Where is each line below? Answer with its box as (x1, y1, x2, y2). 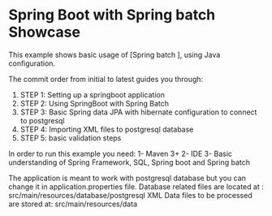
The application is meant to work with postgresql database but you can (8, 173, 246, 183)
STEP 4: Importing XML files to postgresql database (19, 124, 194, 134)
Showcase (8, 23, 81, 41)
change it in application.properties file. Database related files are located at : (8, 181, 264, 192)
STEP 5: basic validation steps (19, 132, 122, 143)
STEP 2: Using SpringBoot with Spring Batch (19, 98, 169, 108)
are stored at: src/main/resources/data (8, 199, 138, 209)
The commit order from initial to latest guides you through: (8, 74, 204, 84)
